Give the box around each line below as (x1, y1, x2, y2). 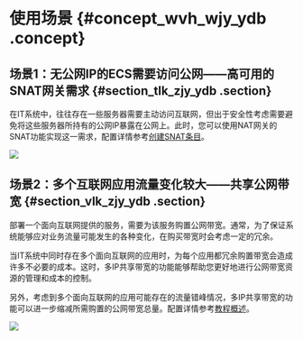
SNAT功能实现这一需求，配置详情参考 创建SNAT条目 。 (9, 132, 210, 142)
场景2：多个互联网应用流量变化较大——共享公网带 (9, 177, 290, 192)
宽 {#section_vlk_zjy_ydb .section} (9, 194, 206, 209)
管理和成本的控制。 (24, 272, 96, 283)
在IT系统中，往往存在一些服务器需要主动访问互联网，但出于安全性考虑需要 (9, 109, 286, 119)
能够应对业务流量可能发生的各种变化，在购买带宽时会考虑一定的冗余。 (16, 231, 278, 242)
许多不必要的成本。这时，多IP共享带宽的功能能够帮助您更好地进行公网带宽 (9, 261, 286, 271)
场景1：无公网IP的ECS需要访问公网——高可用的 (9, 66, 275, 81)
